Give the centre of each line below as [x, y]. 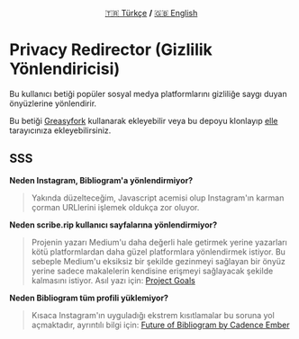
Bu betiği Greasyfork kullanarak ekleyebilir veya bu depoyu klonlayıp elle [144, 120]
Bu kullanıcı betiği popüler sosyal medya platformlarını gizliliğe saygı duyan [148, 94]
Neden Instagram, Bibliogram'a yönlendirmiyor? [101, 180]
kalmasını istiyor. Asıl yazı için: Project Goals [113, 280]
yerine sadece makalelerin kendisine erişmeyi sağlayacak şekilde [152, 271]
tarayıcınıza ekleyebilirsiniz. [60, 130]
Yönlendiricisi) [64, 69]
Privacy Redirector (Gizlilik [111, 50]
